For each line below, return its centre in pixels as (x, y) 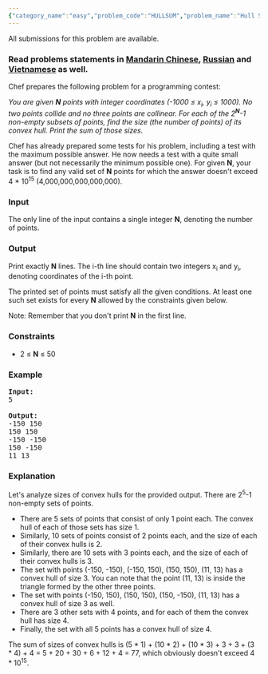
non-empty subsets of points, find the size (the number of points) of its (125, 122)
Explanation (32, 476)
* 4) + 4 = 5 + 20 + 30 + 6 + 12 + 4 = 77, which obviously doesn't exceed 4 (132, 652)
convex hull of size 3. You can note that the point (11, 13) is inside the (132, 578)
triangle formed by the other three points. (88, 586)
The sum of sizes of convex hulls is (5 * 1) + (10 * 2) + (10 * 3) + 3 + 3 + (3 (132, 644)
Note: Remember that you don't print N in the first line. (97, 315)
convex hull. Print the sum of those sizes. (76, 131)
